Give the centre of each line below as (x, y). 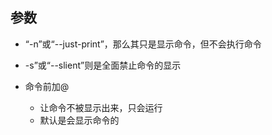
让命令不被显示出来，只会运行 (101, 107)
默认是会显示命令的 (79, 120)
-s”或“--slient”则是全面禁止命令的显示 (103, 65)
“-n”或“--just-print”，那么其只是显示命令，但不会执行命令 (143, 44)
